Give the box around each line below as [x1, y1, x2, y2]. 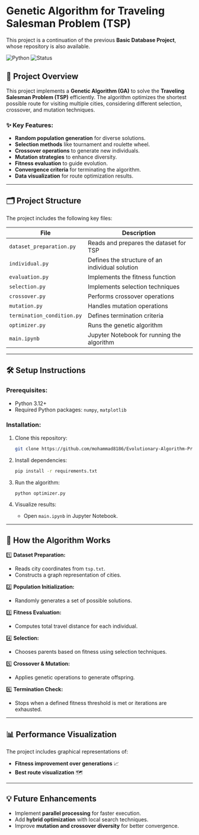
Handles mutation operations [88, 302, 169, 310]
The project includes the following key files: [6, 214, 113, 222]
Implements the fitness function [88, 273, 176, 281]
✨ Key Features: [6, 121, 53, 129]
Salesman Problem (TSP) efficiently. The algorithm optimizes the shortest [6, 93, 187, 100]
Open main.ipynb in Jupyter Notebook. [23, 513, 118, 520]
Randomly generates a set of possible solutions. [14, 597, 132, 604]
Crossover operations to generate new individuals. [14, 147, 140, 154]
